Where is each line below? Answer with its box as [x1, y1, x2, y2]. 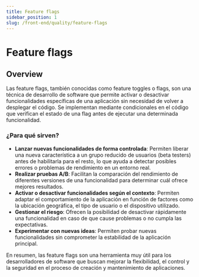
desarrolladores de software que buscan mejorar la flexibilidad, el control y [6, 257, 190, 265]
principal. [14, 239, 38, 247]
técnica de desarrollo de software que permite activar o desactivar [6, 91, 169, 98]
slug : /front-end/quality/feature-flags [6, 20, 108, 26]
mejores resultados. [14, 183, 64, 190]
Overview [6, 69, 43, 79]
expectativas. [14, 221, 48, 228]
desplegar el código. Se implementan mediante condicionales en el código [6, 104, 189, 111]
